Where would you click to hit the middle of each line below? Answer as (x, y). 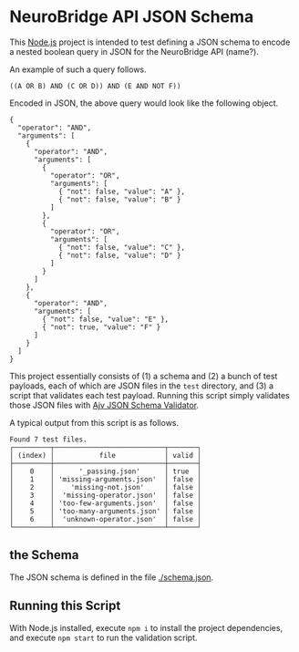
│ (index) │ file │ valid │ (106, 455)
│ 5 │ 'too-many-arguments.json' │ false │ (106, 511)
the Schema (44, 555)
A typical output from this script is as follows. (94, 422)
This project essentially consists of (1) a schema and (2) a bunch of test (144, 376)
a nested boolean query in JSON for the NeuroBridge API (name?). (134, 51)
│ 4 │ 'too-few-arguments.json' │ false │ (106, 503)
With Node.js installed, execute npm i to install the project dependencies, (146, 627)
